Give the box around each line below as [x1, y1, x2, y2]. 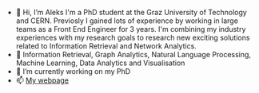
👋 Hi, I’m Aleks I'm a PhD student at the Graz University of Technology [15, 8, 248, 17]
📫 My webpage [15, 76, 70, 85]
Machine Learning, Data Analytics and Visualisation [15, 58, 185, 68]
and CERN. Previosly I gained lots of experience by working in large [15, 16, 238, 25]
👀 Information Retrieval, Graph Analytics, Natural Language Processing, [15, 50, 252, 59]
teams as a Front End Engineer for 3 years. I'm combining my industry [15, 25, 246, 33]
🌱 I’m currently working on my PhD [15, 67, 131, 76]
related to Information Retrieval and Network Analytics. [15, 41, 197, 51]
